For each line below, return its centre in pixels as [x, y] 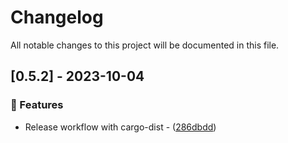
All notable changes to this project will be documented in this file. [145, 45]
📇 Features [37, 105]
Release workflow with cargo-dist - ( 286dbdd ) [120, 127]
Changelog [57, 17]
